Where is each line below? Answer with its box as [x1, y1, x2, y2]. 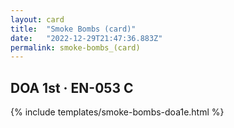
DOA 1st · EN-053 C [10, 79, 134, 96]
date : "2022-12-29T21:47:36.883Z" [10, 33, 163, 43]
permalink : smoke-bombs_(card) [10, 42, 141, 53]
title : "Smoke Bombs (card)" [10, 24, 137, 34]
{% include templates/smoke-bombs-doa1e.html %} [10, 106, 225, 118]
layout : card [10, 14, 65, 25]
